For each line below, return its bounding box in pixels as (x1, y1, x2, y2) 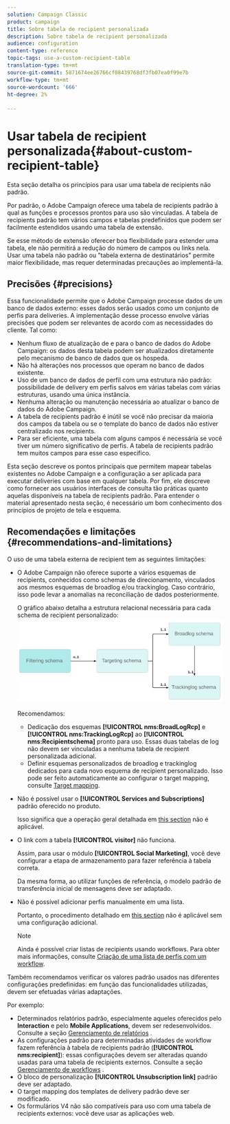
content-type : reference (7, 47, 78, 54)
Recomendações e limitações (7, 526, 136, 538)
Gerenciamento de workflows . (16, 1066, 104, 1074)
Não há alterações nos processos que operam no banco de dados (16, 361, 205, 369)
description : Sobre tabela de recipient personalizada (7, 33, 168, 40)
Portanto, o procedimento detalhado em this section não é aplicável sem (16, 911, 222, 920)
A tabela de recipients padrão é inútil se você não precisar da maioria (16, 412, 214, 420)
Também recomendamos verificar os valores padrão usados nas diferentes (7, 973, 220, 982)
